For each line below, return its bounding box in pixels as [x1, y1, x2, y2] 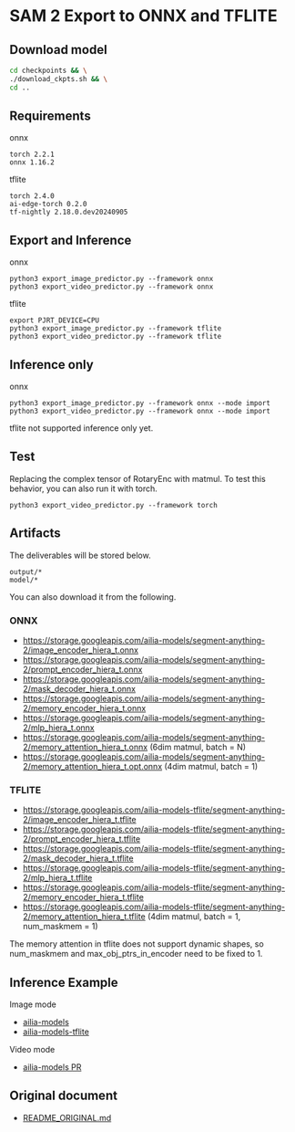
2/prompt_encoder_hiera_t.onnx [22, 664, 143, 675]
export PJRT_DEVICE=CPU [9, 316, 100, 325]
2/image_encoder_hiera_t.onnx [22, 645, 139, 655]
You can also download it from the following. [9, 591, 177, 603]
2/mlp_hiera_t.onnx [22, 722, 96, 733]
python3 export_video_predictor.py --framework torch [9, 500, 219, 509]
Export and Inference [9, 232, 132, 247]
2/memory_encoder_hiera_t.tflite [22, 892, 144, 903]
